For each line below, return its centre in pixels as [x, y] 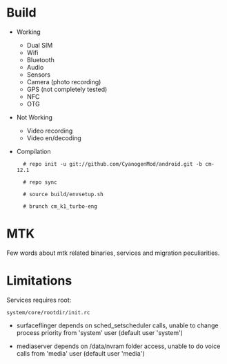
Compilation [33, 151]
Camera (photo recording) [64, 82]
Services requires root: [39, 300]
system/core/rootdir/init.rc [48, 312]
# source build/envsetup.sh [63, 194]
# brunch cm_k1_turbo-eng [60, 206]
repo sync [43, 182]
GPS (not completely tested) [67, 89]
